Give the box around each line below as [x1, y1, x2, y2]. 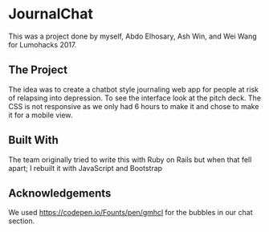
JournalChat [8, 5, 94, 23]
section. [8, 216, 35, 226]
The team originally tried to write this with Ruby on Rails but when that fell [8, 154, 252, 165]
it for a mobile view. [8, 110, 73, 120]
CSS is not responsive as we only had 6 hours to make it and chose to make [8, 101, 259, 111]
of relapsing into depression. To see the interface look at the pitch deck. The [8, 93, 262, 103]
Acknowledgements [8, 186, 112, 200]
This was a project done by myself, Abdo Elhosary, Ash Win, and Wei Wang [8, 31, 257, 41]
